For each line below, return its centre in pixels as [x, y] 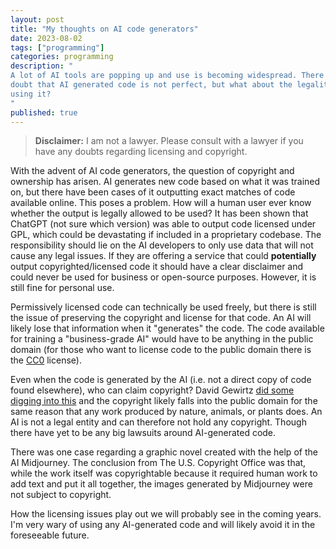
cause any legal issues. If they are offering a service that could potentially [163, 256]
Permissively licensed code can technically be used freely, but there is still [163, 307]
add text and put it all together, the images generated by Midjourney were [161, 484]
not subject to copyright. [61, 495]
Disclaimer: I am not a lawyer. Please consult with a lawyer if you [169, 141]
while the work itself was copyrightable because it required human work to [164, 473]
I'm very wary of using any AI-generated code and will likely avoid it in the [163, 525]
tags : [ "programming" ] [57, 47]
